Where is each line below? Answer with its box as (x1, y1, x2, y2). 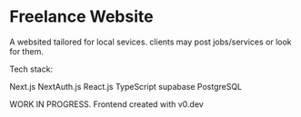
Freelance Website (9, 6, 154, 27)
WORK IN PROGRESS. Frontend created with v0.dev (9, 98, 205, 110)
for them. (9, 45, 44, 56)
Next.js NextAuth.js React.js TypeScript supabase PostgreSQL (9, 81, 243, 92)
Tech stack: (9, 63, 53, 74)
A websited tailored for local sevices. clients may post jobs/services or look (9, 36, 292, 47)
